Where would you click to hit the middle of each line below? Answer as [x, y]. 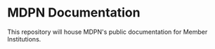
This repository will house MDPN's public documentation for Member [107, 32]
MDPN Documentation [74, 13]
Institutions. [24, 39]
